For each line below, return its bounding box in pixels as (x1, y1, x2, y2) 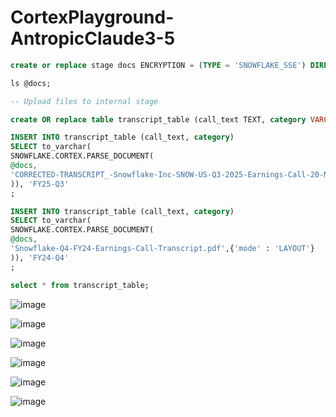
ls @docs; (10, 78, 52, 88)
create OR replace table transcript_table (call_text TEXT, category (10, 114, 307, 125)
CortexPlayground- (10, 6, 175, 29)
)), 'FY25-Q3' (10, 179, 70, 189)
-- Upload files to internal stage (10, 96, 159, 106)
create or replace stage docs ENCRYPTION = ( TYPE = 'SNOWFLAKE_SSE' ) (10, 60, 307, 70)
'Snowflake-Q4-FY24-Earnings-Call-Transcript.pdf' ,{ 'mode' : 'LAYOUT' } (10, 244, 315, 254)
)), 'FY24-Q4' (10, 252, 70, 263)
